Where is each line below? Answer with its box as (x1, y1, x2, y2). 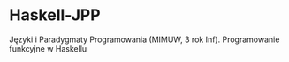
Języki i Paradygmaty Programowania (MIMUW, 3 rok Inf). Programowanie (9, 34, 280, 45)
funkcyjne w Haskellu (9, 43, 87, 53)
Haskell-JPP (9, 5, 101, 25)
